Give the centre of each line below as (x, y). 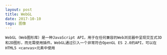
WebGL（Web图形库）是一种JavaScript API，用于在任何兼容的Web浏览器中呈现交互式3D (83, 38)
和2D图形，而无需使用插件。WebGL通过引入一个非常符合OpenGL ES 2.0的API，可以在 (81, 43)
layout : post (19, 10)
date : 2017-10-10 (23, 19)
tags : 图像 (16, 23)
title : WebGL (19, 14)
